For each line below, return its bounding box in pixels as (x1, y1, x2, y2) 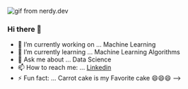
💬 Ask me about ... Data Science (17, 55, 112, 64)
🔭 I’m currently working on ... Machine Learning (17, 40, 156, 49)
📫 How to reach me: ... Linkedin (17, 64, 112, 72)
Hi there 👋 (7, 24, 42, 34)
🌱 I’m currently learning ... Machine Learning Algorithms (17, 48, 180, 57)
